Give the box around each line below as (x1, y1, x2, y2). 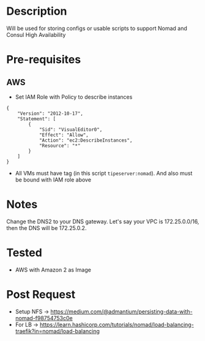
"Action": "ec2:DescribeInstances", (39, 137, 133, 144)
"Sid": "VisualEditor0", (39, 126, 103, 132)
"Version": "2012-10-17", (17, 110, 84, 117)
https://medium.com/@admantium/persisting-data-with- (50, 308, 193, 315)
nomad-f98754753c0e (15, 314, 73, 321)
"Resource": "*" (39, 142, 81, 148)
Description (6, 4, 67, 18)
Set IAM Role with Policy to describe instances (15, 93, 133, 101)
